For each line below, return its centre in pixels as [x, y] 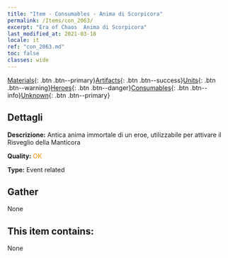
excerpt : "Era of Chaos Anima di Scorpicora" [77, 27]
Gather [23, 192]
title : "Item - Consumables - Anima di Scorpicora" [85, 14]
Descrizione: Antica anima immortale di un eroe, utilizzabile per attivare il [114, 135]
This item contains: [51, 231]
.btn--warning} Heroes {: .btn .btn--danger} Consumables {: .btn [98, 88]
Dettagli [25, 118]
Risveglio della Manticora [44, 142]
